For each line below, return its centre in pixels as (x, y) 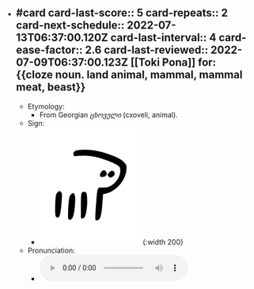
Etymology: (46, 106)
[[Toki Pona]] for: (173, 63)
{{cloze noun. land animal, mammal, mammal (129, 75)
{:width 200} (163, 241)
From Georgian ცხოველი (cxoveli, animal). (108, 115)
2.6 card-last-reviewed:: (147, 50)
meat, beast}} (51, 87)
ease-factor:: (49, 50)
